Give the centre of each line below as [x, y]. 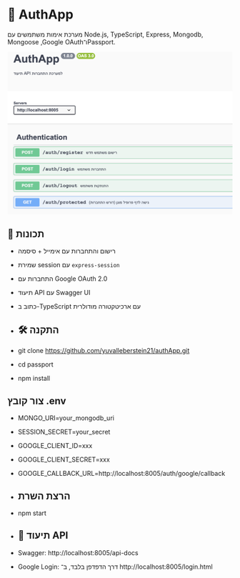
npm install [34, 379]
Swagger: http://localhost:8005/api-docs [78, 552]
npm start [32, 513]
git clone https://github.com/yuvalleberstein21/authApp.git [104, 351]
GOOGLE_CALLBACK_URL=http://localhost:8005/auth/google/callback [121, 474]
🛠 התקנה [38, 330]
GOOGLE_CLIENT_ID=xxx [55, 446]
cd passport [35, 364]
